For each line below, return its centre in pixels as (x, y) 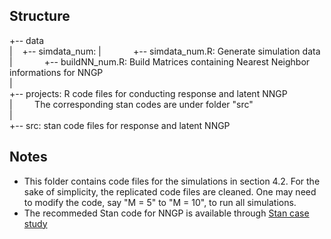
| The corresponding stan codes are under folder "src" (131, 104)
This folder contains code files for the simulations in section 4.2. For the (172, 181)
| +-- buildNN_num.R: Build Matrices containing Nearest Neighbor (160, 61)
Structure (40, 16)
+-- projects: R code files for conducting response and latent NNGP (148, 93)
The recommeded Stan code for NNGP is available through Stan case (166, 213)
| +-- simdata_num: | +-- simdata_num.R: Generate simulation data (165, 51)
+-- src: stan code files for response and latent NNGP (120, 125)
